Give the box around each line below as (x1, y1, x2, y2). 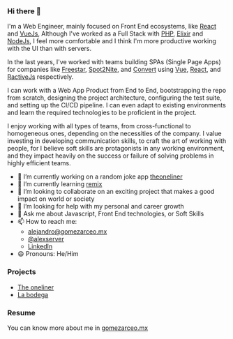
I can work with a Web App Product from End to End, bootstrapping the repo (7, 86, 227, 95)
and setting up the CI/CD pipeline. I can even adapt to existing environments (7, 101, 227, 110)
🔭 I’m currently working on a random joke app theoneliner (17, 172, 183, 181)
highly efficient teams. (7, 159, 71, 167)
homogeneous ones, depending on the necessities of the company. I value (7, 129, 222, 138)
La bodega (17, 290, 49, 299)
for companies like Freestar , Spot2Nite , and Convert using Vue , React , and (7, 66, 221, 74)
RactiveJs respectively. (7, 73, 74, 81)
